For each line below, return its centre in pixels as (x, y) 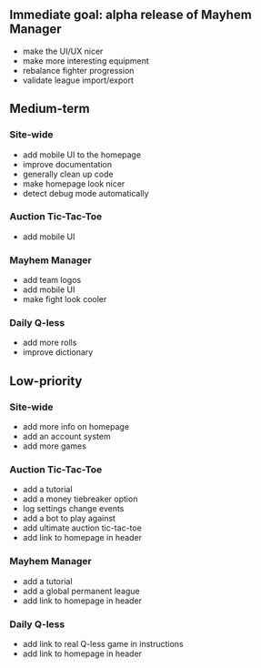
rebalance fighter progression (78, 70)
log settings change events (73, 509)
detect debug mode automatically (85, 193)
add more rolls (50, 343)
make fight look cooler (65, 299)
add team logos (52, 280)
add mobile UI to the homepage (82, 155)
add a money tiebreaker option (80, 499)
